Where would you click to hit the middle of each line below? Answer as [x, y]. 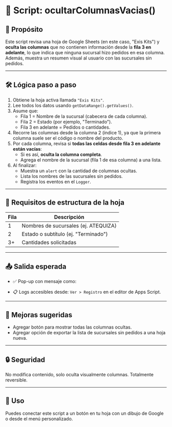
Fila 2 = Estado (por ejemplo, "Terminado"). [66, 121]
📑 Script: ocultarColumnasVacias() [81, 11]
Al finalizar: [25, 165]
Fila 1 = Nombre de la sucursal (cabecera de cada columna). [84, 116]
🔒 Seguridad [25, 360]
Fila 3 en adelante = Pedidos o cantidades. [65, 127]
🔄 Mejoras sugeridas [39, 315]
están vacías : [27, 149]
